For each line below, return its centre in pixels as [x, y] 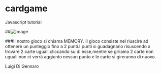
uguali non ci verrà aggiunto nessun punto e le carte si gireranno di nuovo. [80, 56]
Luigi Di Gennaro [22, 66]
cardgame [26, 9]
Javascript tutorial [23, 22]
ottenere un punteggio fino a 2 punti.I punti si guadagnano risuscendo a [78, 46]
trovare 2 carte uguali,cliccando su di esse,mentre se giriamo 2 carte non [80, 51]
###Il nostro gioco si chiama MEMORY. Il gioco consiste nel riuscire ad [77, 41]
